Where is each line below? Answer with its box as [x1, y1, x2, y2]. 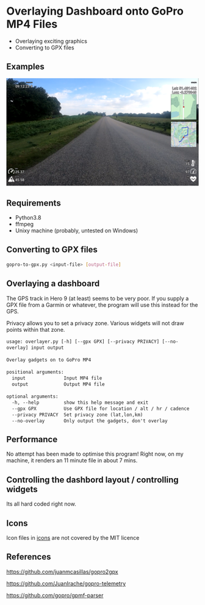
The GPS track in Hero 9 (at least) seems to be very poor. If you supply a [6, 295, 189, 302]
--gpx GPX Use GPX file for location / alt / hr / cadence [12, 406, 190, 412]
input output [31, 345, 64, 351]
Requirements [6, 198, 61, 208]
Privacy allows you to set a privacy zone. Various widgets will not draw [6, 319, 184, 327]
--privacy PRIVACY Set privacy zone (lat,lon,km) [12, 412, 143, 418]
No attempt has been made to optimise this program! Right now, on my [6, 450, 184, 458]
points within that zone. [6, 326, 65, 333]
